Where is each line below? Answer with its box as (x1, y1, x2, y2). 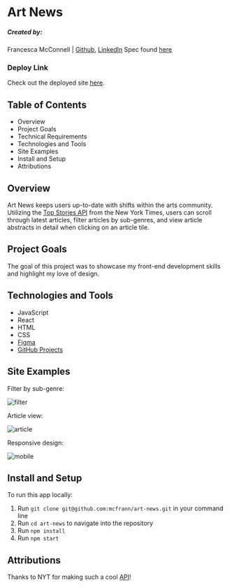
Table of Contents (7, 99, 87, 110)
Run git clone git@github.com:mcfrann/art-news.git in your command (17, 504, 224, 512)
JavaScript (17, 308, 49, 317)
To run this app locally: (7, 491, 73, 499)
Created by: (7, 27, 43, 36)
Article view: (7, 411, 43, 420)
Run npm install (17, 526, 66, 535)
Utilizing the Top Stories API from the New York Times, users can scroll (7, 208, 212, 217)
